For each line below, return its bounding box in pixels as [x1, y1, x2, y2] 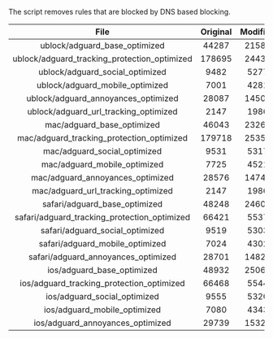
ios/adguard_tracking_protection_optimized [19, 278, 185, 289]
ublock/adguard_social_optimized [38, 67, 167, 77]
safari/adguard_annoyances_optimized [28, 251, 177, 263]
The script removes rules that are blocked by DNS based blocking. [8, 7, 232, 16]
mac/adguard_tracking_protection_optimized [17, 133, 188, 143]
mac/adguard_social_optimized [43, 146, 162, 157]
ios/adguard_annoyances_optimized [33, 317, 172, 328]
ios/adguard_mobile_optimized [43, 304, 161, 315]
